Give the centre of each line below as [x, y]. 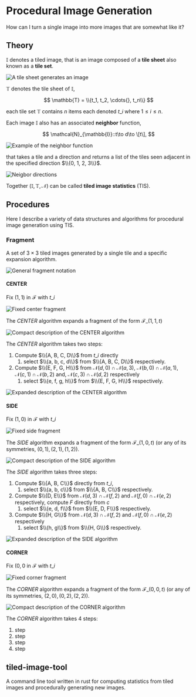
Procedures [28, 204]
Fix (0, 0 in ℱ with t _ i [31, 566]
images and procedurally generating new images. [66, 688]
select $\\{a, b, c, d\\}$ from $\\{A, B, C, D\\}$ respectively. [94, 361]
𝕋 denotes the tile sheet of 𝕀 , [40, 89]
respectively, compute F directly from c [62, 502]
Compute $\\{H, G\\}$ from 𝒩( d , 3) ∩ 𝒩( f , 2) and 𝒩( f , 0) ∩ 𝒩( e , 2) [93, 515]
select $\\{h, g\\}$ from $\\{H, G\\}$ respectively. [82, 528]
